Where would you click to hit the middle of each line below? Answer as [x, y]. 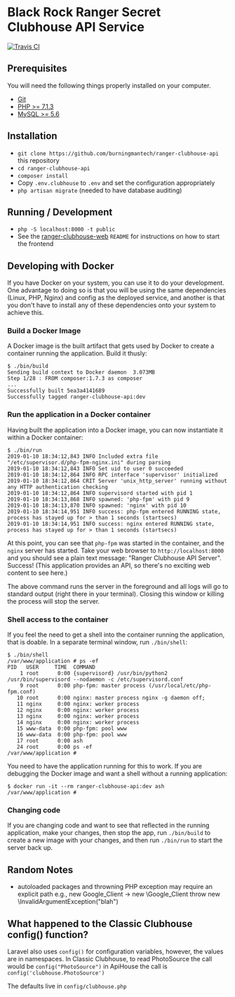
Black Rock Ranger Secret [84, 12]
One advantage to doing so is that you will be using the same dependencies [117, 290]
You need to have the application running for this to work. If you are [105, 766]
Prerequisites [37, 68]
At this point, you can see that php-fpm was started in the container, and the [116, 543]
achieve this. [26, 313]
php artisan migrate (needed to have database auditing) [100, 190]
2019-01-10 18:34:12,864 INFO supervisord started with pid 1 [100, 493]
